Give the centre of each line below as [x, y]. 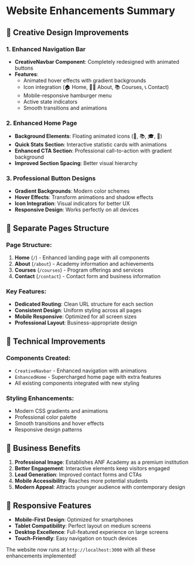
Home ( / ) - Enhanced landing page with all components [82, 258]
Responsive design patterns [48, 430]
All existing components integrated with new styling [77, 383]
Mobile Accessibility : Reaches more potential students [81, 481]
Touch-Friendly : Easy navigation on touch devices [76, 538]
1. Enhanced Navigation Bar [46, 49]
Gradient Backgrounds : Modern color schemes [72, 191]
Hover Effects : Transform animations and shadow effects [84, 197]
